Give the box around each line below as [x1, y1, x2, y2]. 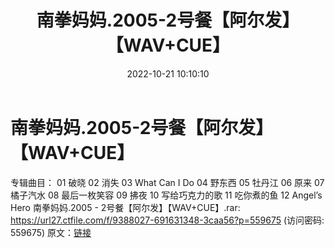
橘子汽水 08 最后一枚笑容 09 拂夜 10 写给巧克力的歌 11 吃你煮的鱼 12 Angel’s [10, 189, 323, 201]
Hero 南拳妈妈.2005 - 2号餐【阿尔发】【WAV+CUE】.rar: [10, 201, 241, 213]
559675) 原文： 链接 [10, 226, 92, 238]
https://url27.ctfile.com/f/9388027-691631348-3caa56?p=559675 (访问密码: [10, 214, 325, 226]
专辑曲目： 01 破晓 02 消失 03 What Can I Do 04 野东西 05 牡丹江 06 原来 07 [10, 176, 325, 188]
